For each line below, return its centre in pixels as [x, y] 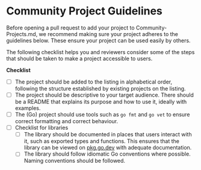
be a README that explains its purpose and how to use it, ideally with [101, 102]
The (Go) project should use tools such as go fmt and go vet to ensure [102, 115]
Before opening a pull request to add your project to [70, 28]
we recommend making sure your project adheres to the [109, 34]
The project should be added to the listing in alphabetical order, [94, 82]
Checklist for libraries [42, 128]
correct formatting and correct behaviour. [66, 121]
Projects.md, [22, 34]
